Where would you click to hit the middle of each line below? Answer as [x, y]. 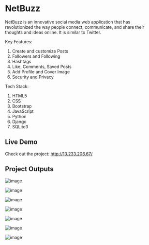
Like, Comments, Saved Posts [42, 67]
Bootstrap [22, 106]
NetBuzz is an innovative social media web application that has [68, 22]
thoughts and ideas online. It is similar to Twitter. [53, 32]
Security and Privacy [33, 77]
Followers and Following [36, 56]
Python [19, 116]
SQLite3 [20, 126]
